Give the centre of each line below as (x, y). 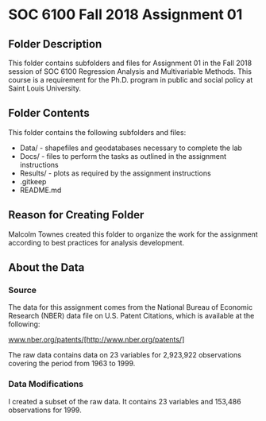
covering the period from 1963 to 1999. (72, 364)
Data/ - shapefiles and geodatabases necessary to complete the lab (131, 148)
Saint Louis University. (45, 88)
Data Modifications (46, 384)
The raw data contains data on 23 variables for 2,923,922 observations (125, 355)
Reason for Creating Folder (76, 215)
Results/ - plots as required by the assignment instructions (116, 173)
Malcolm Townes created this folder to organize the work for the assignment (133, 234)
